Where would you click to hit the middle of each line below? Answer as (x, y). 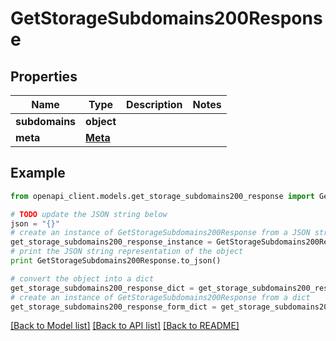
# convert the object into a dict (82, 278)
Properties (44, 76)
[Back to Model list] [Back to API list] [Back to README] (125, 326)
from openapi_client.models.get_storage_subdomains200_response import (162, 196)
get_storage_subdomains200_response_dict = (102, 288)
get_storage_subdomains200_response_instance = (111, 242)
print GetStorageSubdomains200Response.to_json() (116, 261)
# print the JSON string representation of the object (127, 252)
